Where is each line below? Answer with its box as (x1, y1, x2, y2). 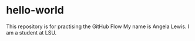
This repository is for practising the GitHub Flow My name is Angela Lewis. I (6, 23, 190, 30)
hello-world (6, 4, 65, 17)
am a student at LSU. (6, 29, 57, 36)
